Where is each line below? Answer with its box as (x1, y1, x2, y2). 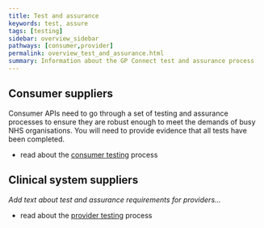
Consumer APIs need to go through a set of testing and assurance (8, 108, 228, 118)
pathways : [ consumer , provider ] (8, 42, 114, 50)
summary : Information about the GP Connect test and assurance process (8, 57, 254, 65)
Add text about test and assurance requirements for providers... (8, 195, 221, 205)
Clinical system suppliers (8, 173, 139, 187)
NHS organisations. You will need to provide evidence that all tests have (8, 125, 248, 135)
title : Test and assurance (8, 11, 99, 20)
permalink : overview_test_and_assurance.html (8, 49, 164, 57)
